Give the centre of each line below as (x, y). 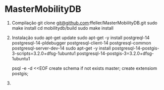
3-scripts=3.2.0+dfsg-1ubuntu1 (44, 53)
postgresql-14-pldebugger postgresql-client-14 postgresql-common (82, 43)
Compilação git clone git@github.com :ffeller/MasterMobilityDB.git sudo (84, 23)
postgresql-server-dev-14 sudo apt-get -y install (61, 48)
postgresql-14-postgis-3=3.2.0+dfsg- (115, 53)
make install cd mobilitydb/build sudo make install (62, 28)
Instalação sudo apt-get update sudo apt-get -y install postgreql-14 (81, 38)
